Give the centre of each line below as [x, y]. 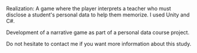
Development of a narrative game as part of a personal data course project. [98, 32]
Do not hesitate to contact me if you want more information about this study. [99, 44]
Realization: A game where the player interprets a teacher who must [88, 9]
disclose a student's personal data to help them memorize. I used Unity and [98, 15]
